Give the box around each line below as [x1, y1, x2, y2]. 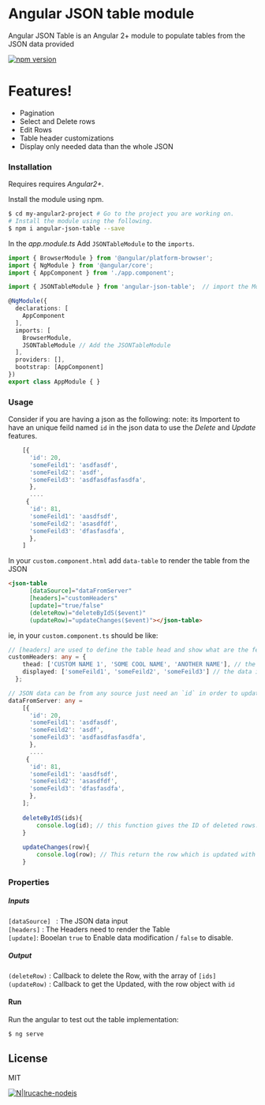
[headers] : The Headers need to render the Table [8, 924, 170, 934]
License [8, 1052, 48, 1066]
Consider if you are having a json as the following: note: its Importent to [8, 415, 241, 424]
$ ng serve [8, 1030, 44, 1038]
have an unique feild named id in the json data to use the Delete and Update [8, 423, 256, 432]
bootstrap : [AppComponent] [15, 364, 104, 371]
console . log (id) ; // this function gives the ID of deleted [36, 821, 238, 829]
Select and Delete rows [19, 116, 96, 126]
